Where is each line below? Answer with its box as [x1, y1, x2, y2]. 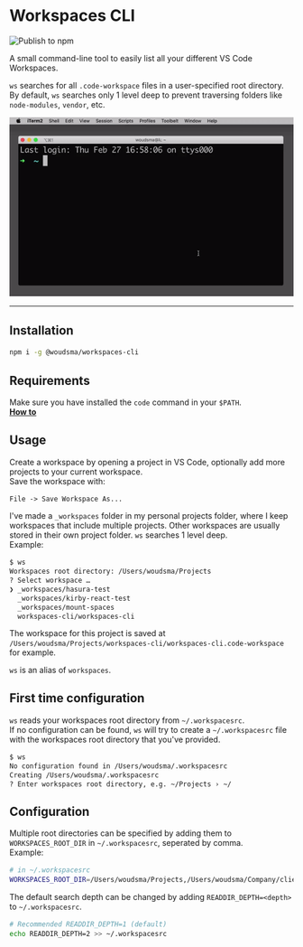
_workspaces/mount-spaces [17, 603, 115, 612]
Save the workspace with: [9, 475, 106, 486]
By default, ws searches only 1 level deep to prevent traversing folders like [9, 89, 283, 100]
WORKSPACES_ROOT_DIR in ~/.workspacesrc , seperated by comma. [9, 838, 243, 849]
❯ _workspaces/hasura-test [9, 585, 111, 594]
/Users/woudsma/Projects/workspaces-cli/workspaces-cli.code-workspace [9, 639, 284, 648]
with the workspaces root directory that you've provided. [9, 734, 221, 745]
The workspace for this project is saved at [9, 627, 166, 638]
